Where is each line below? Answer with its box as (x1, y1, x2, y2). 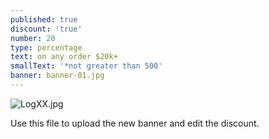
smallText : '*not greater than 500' (10, 61, 163, 71)
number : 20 (10, 33, 56, 43)
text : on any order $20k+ (10, 52, 118, 62)
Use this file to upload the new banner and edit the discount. (10, 117, 260, 129)
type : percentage (10, 42, 83, 53)
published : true (10, 14, 78, 25)
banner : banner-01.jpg (10, 71, 105, 81)
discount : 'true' (10, 24, 83, 34)
